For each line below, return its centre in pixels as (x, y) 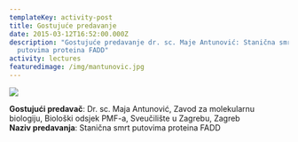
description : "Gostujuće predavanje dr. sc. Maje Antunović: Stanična (142, 42)
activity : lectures (45, 59)
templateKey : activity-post (61, 17)
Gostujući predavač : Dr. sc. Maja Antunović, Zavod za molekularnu (132, 108)
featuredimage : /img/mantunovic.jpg (77, 67)
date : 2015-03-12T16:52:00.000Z (69, 34)
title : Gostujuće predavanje (63, 26)
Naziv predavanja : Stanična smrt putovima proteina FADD (115, 127)
